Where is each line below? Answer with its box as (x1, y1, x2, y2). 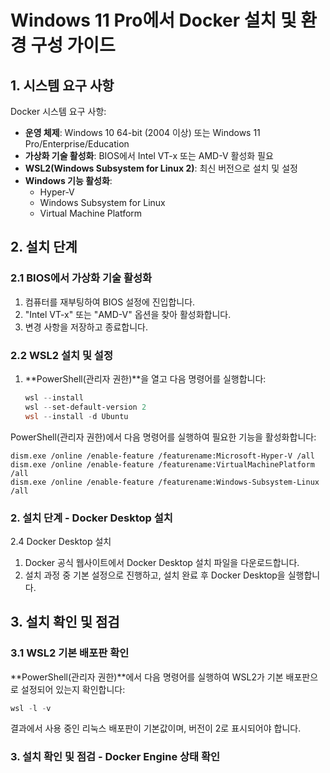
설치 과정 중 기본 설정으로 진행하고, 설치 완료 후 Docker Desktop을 (24, 569, 286, 581)
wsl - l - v (10, 703, 52, 713)
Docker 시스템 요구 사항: (10, 106, 107, 117)
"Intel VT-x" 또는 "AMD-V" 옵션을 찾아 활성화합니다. (24, 308, 232, 320)
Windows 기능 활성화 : (24, 175, 113, 186)
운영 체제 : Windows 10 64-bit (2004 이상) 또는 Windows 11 (24, 127, 261, 138)
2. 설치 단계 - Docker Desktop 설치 (10, 511, 173, 525)
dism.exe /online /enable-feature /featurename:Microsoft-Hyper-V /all (10, 451, 315, 461)
